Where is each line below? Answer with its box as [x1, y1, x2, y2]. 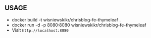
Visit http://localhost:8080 [11, 27, 69, 33]
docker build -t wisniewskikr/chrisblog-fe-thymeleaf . [11, 17, 121, 22]
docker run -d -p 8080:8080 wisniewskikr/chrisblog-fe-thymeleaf [11, 22, 147, 28]
